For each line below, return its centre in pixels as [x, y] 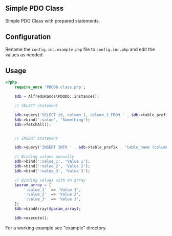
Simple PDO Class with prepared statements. [53, 20]
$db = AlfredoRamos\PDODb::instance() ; [57, 97]
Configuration [28, 37]
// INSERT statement [36, 138]
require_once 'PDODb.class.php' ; [50, 87]
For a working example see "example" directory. [56, 228]
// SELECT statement [36, 106]
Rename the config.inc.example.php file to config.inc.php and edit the [80, 49]
